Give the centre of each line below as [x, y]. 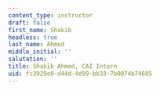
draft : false [29, 23]
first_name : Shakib [40, 30]
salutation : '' [33, 59]
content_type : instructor [50, 15]
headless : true [33, 37]
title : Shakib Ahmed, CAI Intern [63, 67]
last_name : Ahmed [36, 45]
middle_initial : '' [40, 52]
